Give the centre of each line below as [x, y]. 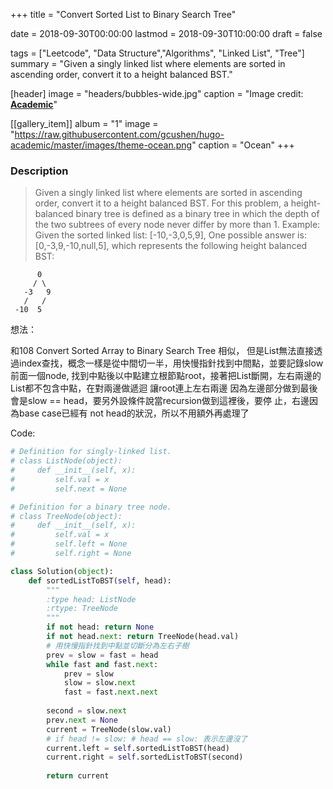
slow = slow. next [100, 683]
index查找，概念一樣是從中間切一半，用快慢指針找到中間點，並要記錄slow [171, 363]
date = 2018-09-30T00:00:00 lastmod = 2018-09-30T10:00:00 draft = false [166, 33]
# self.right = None [71, 554]
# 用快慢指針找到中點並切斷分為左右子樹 [118, 645]
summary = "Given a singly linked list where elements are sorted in [148, 63]
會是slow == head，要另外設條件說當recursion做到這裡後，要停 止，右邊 [160, 401]
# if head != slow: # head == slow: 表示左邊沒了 [147, 739]
